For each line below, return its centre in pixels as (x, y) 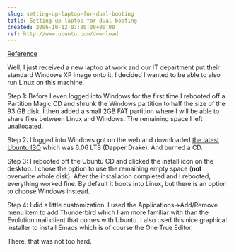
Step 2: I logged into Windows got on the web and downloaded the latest (113, 140)
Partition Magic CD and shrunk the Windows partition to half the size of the (117, 104)
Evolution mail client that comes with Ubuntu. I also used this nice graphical (117, 220)
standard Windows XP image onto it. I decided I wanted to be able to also (114, 75)
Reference (22, 54)
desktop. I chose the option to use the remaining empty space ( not (105, 169)
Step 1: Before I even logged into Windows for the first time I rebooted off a (116, 96)
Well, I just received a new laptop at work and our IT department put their (114, 67)
